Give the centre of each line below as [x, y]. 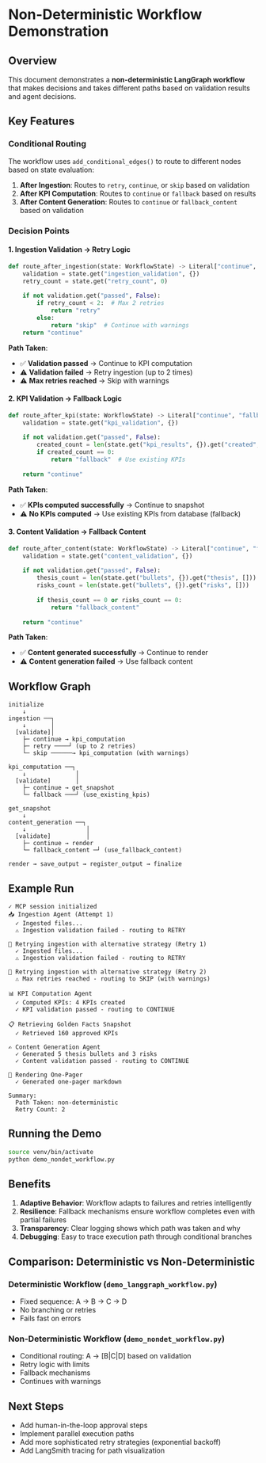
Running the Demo [55, 1134]
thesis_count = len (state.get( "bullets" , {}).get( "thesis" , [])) [147, 578]
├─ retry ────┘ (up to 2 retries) [79, 746]
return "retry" [76, 311]
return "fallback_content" [95, 608]
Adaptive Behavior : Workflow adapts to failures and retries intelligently [135, 1203]
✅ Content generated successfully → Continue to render [114, 653]
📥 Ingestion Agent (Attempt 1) [61, 915]
